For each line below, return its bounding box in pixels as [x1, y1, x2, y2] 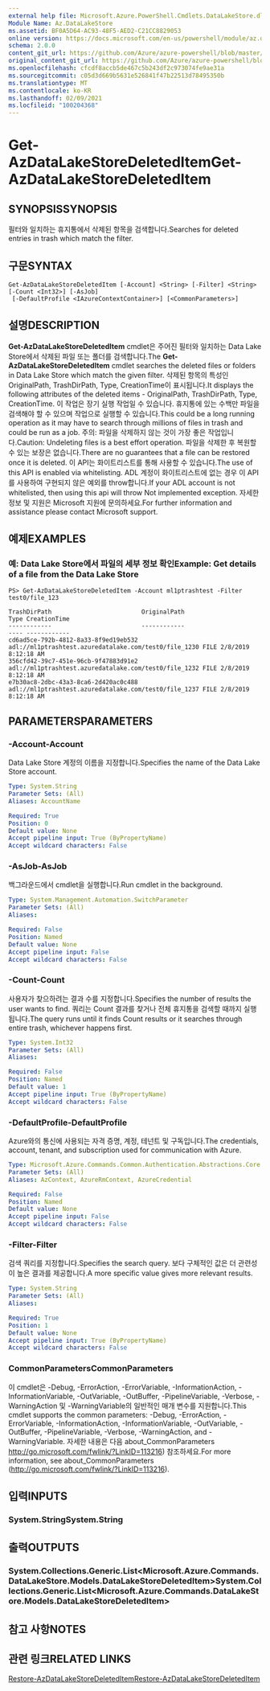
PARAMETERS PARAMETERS [8, 714, 153, 728]
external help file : [8, 11, 78, 20]
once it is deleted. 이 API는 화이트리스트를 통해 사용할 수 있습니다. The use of [8, 458, 253, 467]
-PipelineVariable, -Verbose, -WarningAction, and [43, 1426, 207, 1436]
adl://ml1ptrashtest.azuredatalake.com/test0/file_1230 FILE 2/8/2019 [8, 643, 250, 651]
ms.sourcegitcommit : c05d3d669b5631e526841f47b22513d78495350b [8, 72, 225, 80]
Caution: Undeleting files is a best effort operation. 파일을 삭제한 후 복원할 [16, 437, 257, 447]
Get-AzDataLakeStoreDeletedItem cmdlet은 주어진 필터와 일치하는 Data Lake [8, 341, 262, 351]
